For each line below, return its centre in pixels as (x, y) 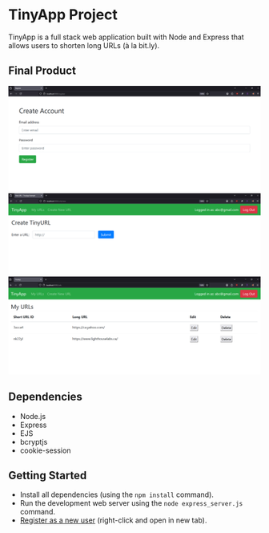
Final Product (42, 71)
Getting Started (48, 475)
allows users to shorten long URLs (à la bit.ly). (84, 45)
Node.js (33, 416)
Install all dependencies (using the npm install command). (117, 494)
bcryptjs (34, 441)
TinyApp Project (63, 15)
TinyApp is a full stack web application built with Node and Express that (126, 37)
